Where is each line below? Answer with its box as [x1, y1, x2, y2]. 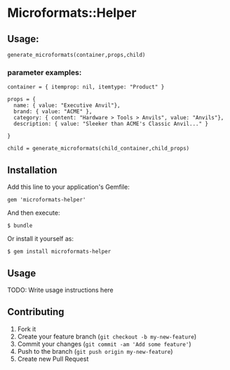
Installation [7, 164, 57, 176]
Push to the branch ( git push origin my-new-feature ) [17, 347, 173, 355]
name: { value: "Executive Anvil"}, [13, 102, 121, 110]
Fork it [17, 324, 36, 333]
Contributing [7, 306, 65, 318]
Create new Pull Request [17, 355, 89, 363]
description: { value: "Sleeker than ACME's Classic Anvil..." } [13, 121, 209, 128]
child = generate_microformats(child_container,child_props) [7, 145, 190, 152]
